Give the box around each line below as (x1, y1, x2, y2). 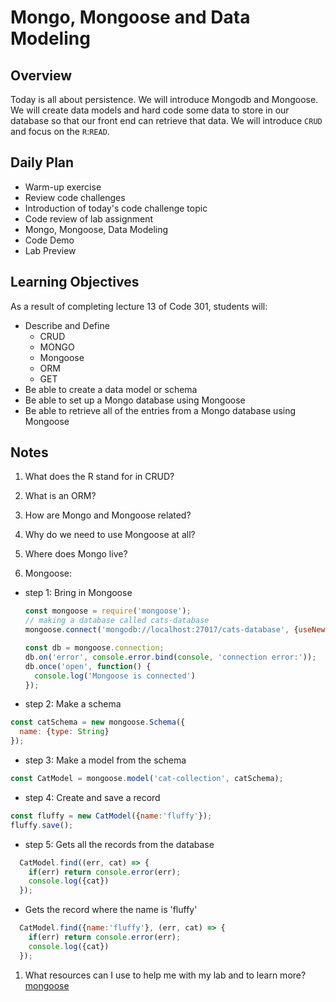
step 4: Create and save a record (24, 791, 161, 803)
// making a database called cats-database (24, 616, 210, 626)
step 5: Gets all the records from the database (24, 838, 215, 850)
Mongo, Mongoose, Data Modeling (24, 223, 169, 235)
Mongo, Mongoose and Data (10, 6, 251, 29)
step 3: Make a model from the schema (24, 754, 187, 766)
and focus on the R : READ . (10, 126, 110, 137)
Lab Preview (24, 244, 77, 256)
